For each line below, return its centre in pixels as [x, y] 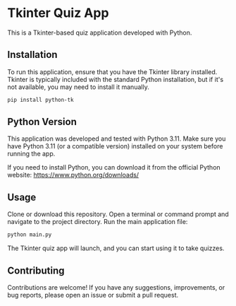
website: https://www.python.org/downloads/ [73, 175]
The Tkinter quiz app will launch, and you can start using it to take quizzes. [116, 248]
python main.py [30, 235]
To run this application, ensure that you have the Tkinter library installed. [112, 71]
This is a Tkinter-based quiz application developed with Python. [100, 33]
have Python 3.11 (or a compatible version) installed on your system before [115, 146]
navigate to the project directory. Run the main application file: [98, 222]
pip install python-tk [41, 100]
